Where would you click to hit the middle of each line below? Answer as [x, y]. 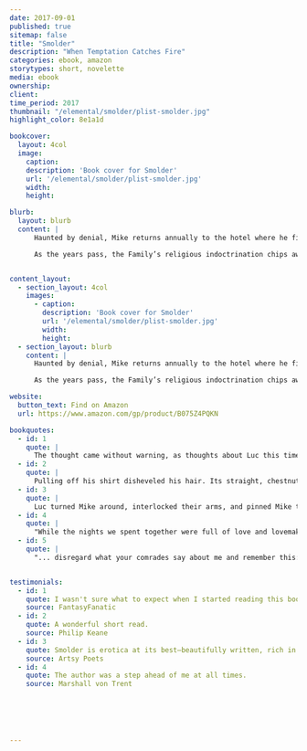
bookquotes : [32, 430]
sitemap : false [38, 35]
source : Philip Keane [67, 633]
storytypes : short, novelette [67, 69]
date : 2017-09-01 [42, 18]
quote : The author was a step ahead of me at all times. [137, 676]
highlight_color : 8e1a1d [57, 120]
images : [40, 296]
